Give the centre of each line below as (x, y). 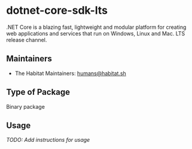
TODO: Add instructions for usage (48, 140)
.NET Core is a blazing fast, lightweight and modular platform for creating (96, 27)
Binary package (25, 106)
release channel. (27, 40)
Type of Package (38, 92)
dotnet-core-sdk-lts (57, 11)
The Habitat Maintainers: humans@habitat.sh (71, 73)
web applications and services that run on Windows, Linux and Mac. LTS (96, 33)
